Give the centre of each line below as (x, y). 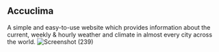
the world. (22, 42)
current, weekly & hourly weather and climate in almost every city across (110, 34)
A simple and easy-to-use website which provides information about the (109, 27)
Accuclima (30, 11)
